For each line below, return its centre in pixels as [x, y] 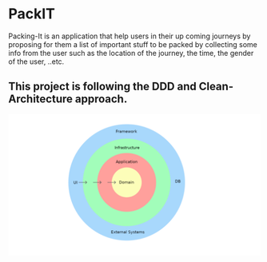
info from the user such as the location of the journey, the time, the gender [131, 53]
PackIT [32, 14]
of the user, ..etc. [36, 62]
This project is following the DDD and [103, 87]
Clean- [216, 87]
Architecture [41, 99]
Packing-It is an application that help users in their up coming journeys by [130, 36]
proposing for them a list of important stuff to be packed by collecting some [133, 44]
